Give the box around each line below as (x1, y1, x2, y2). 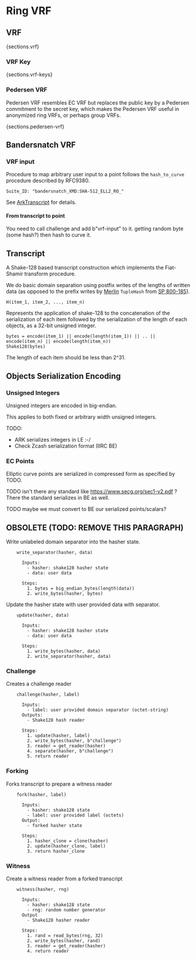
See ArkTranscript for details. (6, 198, 77, 206)
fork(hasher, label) (16, 792, 67, 798)
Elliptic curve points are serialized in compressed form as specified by (6, 470, 176, 477)
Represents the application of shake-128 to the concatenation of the (6, 309, 170, 317)
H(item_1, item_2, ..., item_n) (6, 300, 85, 305)
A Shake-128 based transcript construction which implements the (6, 264, 164, 271)
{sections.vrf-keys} (6, 71, 53, 78)
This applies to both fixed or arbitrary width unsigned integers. (6, 413, 157, 420)
